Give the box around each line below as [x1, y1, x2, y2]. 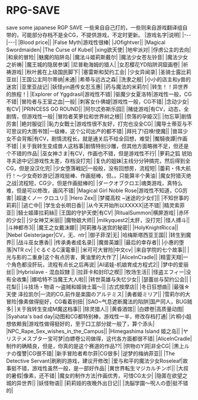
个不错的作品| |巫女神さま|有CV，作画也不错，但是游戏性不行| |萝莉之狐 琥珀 [6, 149, 192, 157]
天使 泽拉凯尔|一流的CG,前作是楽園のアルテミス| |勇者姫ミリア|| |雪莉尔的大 [6, 290, 191, 297]
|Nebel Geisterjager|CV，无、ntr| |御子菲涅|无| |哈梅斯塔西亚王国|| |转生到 [6, 231, 186, 238]
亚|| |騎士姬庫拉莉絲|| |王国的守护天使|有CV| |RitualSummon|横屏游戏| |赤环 [6, 209, 189, 216]
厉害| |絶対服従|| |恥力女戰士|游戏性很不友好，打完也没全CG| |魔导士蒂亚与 [6, 120, 187, 127]
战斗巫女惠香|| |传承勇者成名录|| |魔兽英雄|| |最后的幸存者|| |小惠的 [17, 238, 179, 246]
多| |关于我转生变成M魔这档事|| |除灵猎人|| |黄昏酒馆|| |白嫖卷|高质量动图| [6, 305, 184, 312]
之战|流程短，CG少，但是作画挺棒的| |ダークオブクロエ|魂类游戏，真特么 [6, 179, 183, 187]
